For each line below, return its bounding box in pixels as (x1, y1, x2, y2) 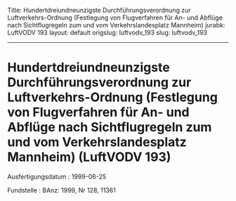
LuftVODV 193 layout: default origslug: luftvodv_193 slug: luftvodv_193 (7, 28, 208, 37)
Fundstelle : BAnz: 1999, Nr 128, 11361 (7, 186, 116, 194)
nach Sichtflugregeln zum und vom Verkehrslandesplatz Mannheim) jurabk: (7, 21, 225, 29)
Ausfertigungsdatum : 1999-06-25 (7, 172, 107, 181)
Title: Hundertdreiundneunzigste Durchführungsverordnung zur (7, 6, 191, 14)
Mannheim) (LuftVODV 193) (7, 149, 171, 165)
